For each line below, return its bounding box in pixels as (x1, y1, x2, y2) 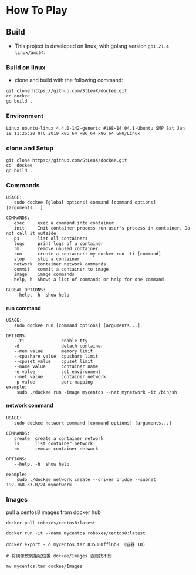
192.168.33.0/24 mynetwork (6, 482, 72, 487)
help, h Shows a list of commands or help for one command (13, 277, 164, 283)
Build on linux (6, 63, 46, 71)
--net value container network (13, 374, 107, 380)
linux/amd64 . (14, 49, 46, 56)
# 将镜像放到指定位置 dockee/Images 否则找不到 (6, 553, 113, 559)
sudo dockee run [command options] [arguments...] (13, 322, 141, 329)
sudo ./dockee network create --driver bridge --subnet (16, 476, 157, 482)
